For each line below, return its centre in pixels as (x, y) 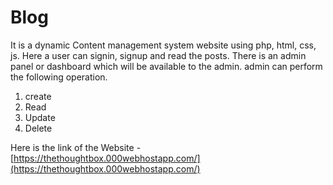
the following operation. (59, 77)
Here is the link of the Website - (76, 147)
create (38, 96)
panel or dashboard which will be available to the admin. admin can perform (166, 66)
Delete (38, 128)
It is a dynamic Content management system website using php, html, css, (163, 45)
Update (40, 117)
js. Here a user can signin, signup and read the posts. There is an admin (158, 55)
